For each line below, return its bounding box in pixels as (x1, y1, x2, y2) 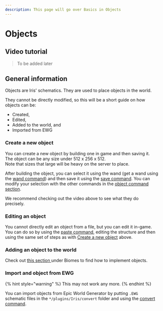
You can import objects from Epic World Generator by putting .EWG (5, 290, 138, 296)
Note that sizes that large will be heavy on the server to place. (5, 161, 130, 166)
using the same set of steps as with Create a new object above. (5, 234, 133, 240)
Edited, (12, 117, 27, 123)
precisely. (5, 201, 25, 207)
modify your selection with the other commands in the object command (5, 181, 149, 187)
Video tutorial (5, 47, 48, 56)
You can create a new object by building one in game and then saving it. (5, 150, 150, 156)
